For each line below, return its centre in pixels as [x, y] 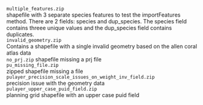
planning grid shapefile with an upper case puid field [73, 95]
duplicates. [21, 34]
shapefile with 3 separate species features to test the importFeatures [94, 15]
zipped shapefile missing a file [45, 71]
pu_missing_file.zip [33, 65]
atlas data [19, 53]
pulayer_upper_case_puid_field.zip [52, 89]
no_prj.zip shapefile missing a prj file [54, 59]
